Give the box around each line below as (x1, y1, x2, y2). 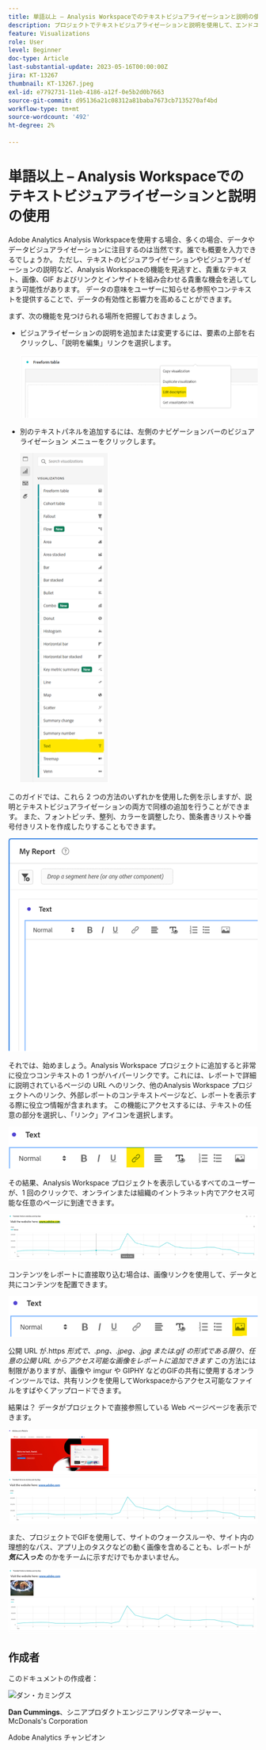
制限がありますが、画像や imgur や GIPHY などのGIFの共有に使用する (8, 1366, 234, 1376)
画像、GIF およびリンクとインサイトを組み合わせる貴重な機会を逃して (21, 274, 250, 284)
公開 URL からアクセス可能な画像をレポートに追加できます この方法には (21, 1356, 256, 1365)
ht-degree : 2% (8, 121, 55, 130)
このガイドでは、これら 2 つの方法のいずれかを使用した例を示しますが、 (8, 791, 245, 801)
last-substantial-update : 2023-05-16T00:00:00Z (8, 63, 169, 71)
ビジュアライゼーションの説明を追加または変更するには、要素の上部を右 (19, 327, 256, 337)
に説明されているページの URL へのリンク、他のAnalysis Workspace (8, 1080, 230, 1089)
